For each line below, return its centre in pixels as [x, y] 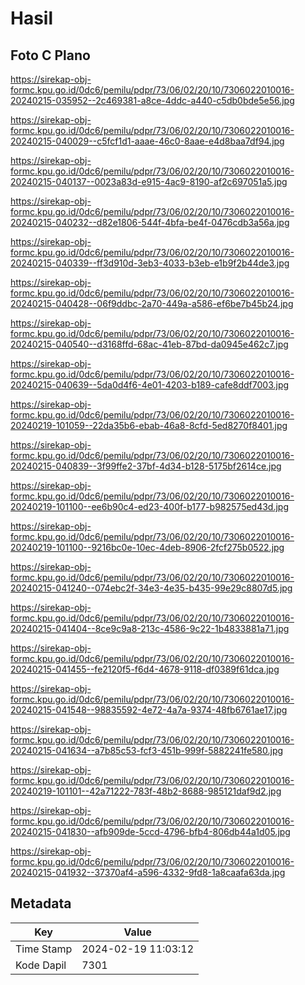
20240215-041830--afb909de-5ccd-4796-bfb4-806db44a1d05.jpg [150, 831]
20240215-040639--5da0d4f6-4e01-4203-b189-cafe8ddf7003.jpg [150, 385]
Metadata [41, 903]
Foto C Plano [50, 55]
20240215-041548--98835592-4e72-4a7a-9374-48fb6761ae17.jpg [149, 710]
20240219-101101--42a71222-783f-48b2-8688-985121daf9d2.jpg [146, 791]
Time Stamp [44, 949]
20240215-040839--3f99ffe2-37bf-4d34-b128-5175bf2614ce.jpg [146, 466]
